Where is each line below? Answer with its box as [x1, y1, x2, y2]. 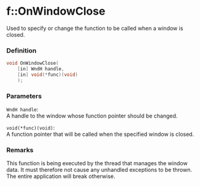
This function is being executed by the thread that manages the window [6, 160, 188, 167]
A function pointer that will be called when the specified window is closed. [6, 130, 194, 138]
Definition [6, 46, 37, 54]
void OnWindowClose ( [6, 60, 60, 67]
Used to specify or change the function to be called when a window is [6, 24, 183, 32]
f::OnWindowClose [6, 4, 106, 18]
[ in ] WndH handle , [17, 66, 64, 72]
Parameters [6, 92, 42, 100]
